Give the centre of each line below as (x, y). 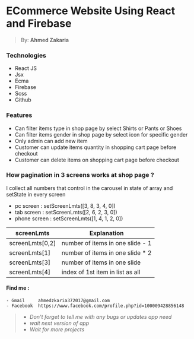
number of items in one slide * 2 (106, 252)
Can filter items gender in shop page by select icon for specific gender (101, 134)
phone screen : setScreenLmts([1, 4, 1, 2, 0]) (69, 218)
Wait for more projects (57, 330)
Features (19, 115)
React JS (26, 68)
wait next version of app (59, 323)
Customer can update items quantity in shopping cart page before (96, 147)
